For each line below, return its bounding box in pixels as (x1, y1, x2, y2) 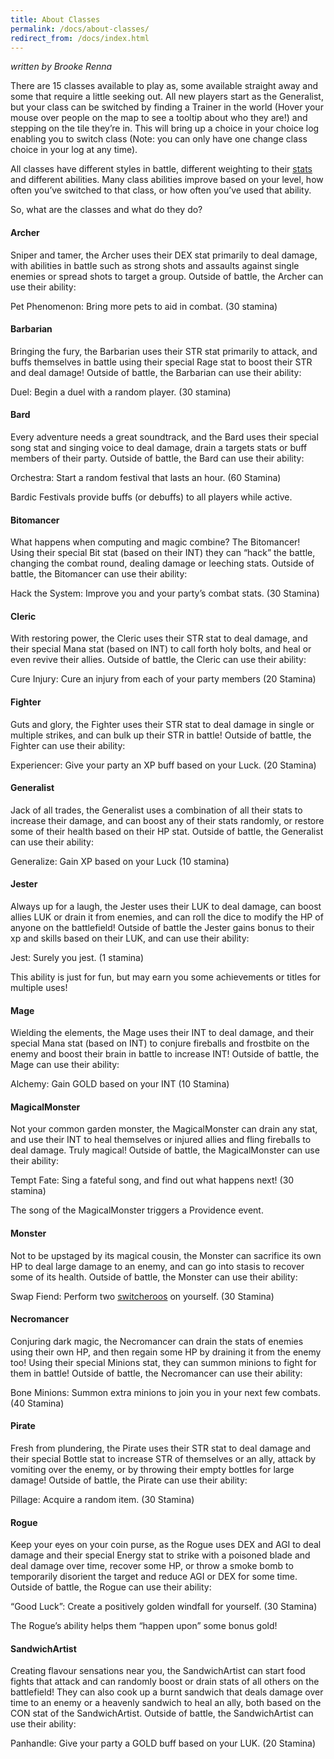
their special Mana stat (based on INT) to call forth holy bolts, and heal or (10, 643, 312, 655)
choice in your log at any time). (10, 144, 138, 156)
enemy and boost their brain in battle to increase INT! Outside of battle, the (10, 1048, 320, 1060)
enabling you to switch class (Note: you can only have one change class (10, 133, 308, 145)
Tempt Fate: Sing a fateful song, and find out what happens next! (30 (10, 1174, 295, 1186)
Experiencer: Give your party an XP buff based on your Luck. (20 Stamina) (10, 759, 317, 771)
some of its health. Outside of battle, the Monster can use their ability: (10, 1271, 298, 1283)
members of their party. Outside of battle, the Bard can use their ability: (10, 452, 305, 464)
